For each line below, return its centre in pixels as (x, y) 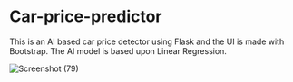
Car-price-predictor (86, 17)
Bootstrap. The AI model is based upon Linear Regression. (118, 50)
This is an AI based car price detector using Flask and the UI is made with (147, 41)
